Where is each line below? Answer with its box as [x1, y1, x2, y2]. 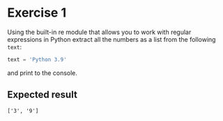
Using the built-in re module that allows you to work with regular [7, 28, 192, 36]
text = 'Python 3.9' [7, 56, 68, 63]
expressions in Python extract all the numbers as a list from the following [7, 35, 216, 43]
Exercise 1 [7, 5, 67, 21]
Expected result [7, 89, 78, 101]
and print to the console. [7, 68, 78, 77]
